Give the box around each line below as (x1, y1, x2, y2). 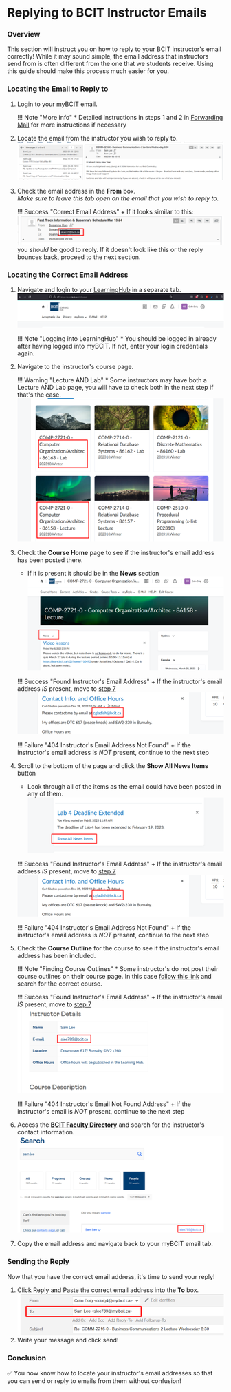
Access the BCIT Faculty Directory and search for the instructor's (16, 1121, 205, 1129)
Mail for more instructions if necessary (16, 121, 127, 129)
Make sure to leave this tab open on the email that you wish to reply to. (16, 194, 219, 202)
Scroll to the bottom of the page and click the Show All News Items (16, 761, 208, 769)
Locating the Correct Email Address (7, 270, 129, 280)
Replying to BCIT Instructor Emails (7, 5, 208, 21)
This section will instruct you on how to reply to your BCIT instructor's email (7, 45, 222, 53)
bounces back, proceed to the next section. (16, 253, 141, 261)
